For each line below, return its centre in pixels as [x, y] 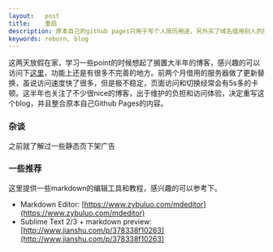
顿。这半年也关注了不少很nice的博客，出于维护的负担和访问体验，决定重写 [133, 93]
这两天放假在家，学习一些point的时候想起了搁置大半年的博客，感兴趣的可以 [134, 63]
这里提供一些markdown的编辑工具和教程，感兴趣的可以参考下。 [115, 188]
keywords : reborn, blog [49, 39]
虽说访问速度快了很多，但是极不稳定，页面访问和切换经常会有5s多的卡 [140, 83]
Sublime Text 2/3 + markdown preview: [86, 221]
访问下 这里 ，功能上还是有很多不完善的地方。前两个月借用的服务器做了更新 [133, 73]
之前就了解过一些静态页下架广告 [62, 146]
